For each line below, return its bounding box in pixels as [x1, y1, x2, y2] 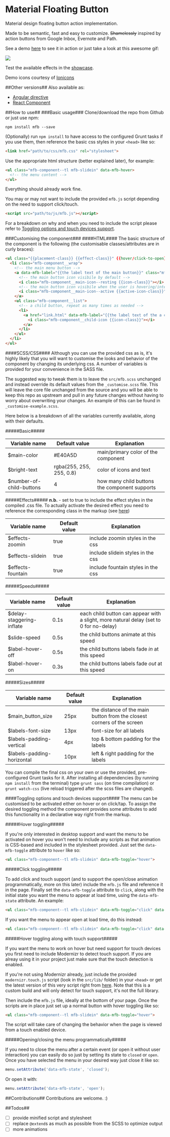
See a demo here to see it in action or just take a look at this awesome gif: [5, 45, 159, 51]
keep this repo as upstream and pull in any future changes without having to [5, 392, 164, 398]
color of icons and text [97, 466, 151, 473]
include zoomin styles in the [89, 535, 156, 542]
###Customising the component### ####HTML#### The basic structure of [5, 236, 165, 242]
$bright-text [8, 466, 38, 473]
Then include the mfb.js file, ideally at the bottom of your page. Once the [5, 997, 158, 1003]
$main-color [8, 451, 38, 459]
